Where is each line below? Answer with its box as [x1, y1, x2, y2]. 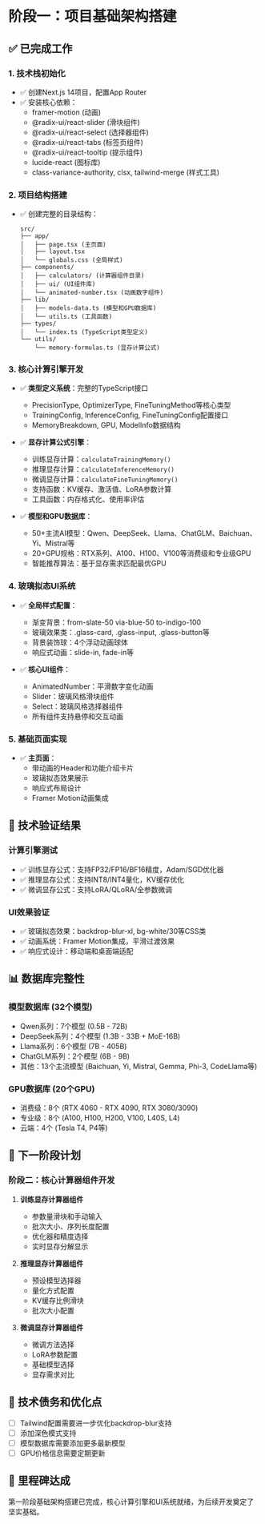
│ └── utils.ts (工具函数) [19, 313, 113, 321]
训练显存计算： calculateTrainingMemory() [31, 454, 171, 464]
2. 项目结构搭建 [8, 189, 68, 200]
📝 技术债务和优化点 [8, 1395, 102, 1409]
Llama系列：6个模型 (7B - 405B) [19, 1041, 127, 1051]
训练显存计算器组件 [19, 1194, 84, 1204]
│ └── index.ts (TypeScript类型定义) [19, 328, 148, 336]
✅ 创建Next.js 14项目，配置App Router [19, 87, 147, 97]
